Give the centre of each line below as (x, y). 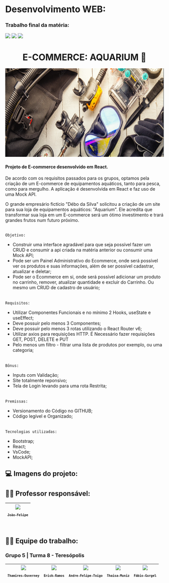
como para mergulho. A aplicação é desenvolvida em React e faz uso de (80, 189)
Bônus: (12, 366)
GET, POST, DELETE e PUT (40, 339)
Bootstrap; (23, 441)
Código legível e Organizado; (43, 416)
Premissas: (17, 401)
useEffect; (23, 318)
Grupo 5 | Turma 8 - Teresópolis (45, 556)
